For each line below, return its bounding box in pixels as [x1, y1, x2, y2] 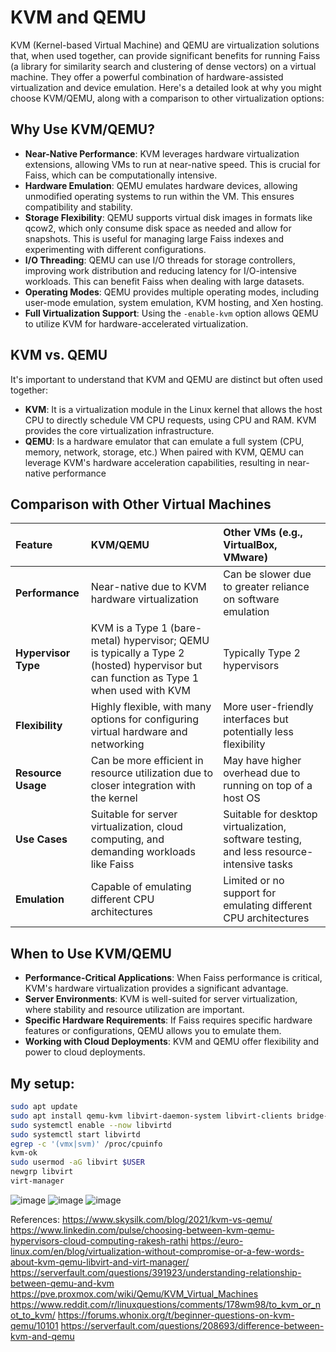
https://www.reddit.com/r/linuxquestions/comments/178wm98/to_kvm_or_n [10, 1298, 322, 1310]
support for [223, 886, 277, 900]
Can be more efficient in [90, 754, 204, 768]
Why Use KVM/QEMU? [10, 121, 155, 138]
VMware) [223, 551, 268, 565]
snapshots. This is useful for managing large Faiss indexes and [24, 232, 285, 245]
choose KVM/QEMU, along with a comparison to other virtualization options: [10, 92, 325, 104]
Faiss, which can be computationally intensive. [24, 169, 218, 181]
